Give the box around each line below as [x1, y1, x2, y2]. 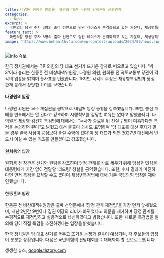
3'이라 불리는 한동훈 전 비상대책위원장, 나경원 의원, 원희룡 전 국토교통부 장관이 [5, 69, 154, 75]
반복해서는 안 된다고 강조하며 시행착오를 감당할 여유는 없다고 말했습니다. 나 [14, 111, 156, 117]
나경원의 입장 [5, 94, 30, 100]
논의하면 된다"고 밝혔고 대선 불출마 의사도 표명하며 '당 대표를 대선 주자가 [14, 124, 152, 129]
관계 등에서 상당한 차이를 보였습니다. [5, 82, 74, 87]
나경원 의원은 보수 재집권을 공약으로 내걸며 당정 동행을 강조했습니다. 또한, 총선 [5, 106, 154, 111]
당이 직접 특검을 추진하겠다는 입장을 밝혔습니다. [14, 220, 104, 226]
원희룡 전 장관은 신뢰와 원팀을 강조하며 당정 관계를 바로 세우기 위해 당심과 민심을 [5, 160, 158, 166]
